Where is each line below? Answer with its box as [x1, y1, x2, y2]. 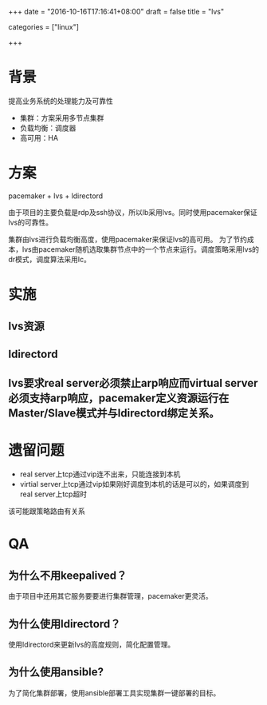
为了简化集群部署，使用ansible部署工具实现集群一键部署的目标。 [8, 687, 221, 698]
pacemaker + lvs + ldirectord [8, 191, 104, 201]
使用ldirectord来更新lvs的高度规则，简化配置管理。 [8, 639, 175, 649]
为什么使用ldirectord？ [8, 617, 121, 631]
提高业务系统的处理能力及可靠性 [8, 96, 113, 106]
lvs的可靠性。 [8, 217, 53, 227]
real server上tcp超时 [19, 489, 88, 499]
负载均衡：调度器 [19, 123, 77, 133]
